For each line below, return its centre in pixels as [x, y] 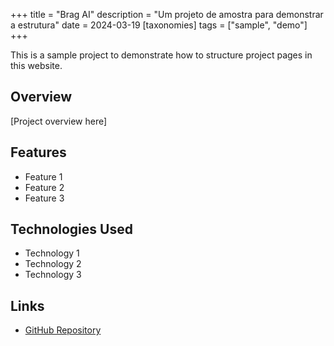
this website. [36, 65]
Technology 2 [53, 264]
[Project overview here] [59, 121]
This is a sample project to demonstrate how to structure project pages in [161, 55]
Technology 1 [52, 253]
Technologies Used [71, 229]
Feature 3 [44, 198]
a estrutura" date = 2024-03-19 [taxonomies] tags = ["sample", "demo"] [159, 25]
